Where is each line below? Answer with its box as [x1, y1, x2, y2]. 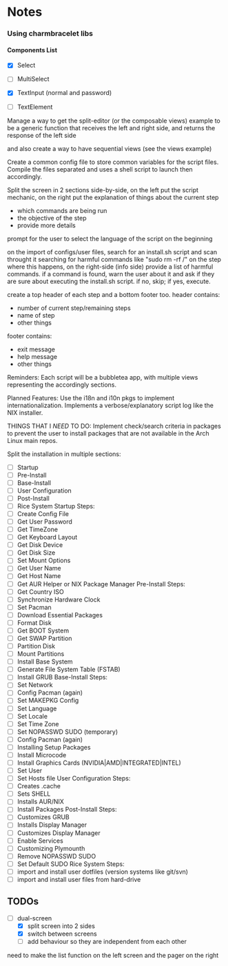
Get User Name [17, 564, 61, 573]
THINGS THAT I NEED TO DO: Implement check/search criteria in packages [7, 422, 222, 430]
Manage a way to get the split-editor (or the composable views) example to [7, 116, 220, 125]
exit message [17, 345, 56, 353]
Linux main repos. [7, 436, 58, 444]
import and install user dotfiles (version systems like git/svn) [17, 867, 188, 876]
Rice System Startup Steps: [17, 502, 95, 510]
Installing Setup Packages [17, 743, 91, 751]
